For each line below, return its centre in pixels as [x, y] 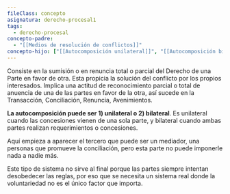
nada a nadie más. [33, 155]
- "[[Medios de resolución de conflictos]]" [78, 45]
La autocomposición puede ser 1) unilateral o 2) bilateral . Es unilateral [107, 113]
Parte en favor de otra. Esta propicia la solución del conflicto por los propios [114, 78]
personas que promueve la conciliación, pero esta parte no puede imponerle [115, 148]
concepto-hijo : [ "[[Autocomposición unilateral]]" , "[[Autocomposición [111, 52]
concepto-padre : [30, 39]
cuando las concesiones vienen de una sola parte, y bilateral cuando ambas [114, 120]
